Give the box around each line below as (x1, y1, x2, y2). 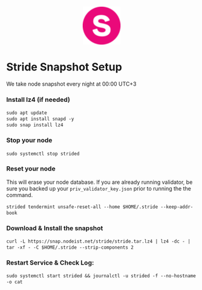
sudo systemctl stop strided (6, 150, 80, 157)
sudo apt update (6, 110, 47, 116)
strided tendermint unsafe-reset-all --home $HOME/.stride (6, 204, 158, 210)
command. (6, 191, 33, 198)
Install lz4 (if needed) (6, 95, 71, 104)
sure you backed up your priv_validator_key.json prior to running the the (6, 184, 192, 192)
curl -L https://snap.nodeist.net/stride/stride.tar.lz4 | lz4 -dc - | (6, 238, 191, 244)
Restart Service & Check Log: (6, 258, 94, 267)
